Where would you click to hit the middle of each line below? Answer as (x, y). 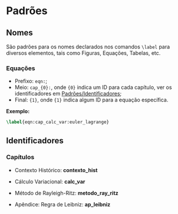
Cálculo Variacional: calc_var (50, 182)
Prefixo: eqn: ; (31, 81)
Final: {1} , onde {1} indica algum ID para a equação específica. (91, 100)
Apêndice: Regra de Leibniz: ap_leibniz (62, 204)
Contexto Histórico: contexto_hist (56, 170)
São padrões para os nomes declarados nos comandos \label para (88, 47)
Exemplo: (18, 111)
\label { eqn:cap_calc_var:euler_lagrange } (58, 122)
